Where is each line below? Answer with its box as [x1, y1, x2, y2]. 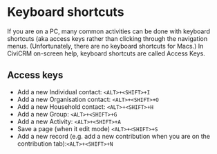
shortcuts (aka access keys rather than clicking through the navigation [7, 34, 208, 42]
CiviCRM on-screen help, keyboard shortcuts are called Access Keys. [7, 49, 205, 58]
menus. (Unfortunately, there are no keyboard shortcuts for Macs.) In [7, 42, 204, 50]
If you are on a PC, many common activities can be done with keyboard [7, 27, 211, 35]
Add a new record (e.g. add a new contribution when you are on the [17, 132, 211, 140]
